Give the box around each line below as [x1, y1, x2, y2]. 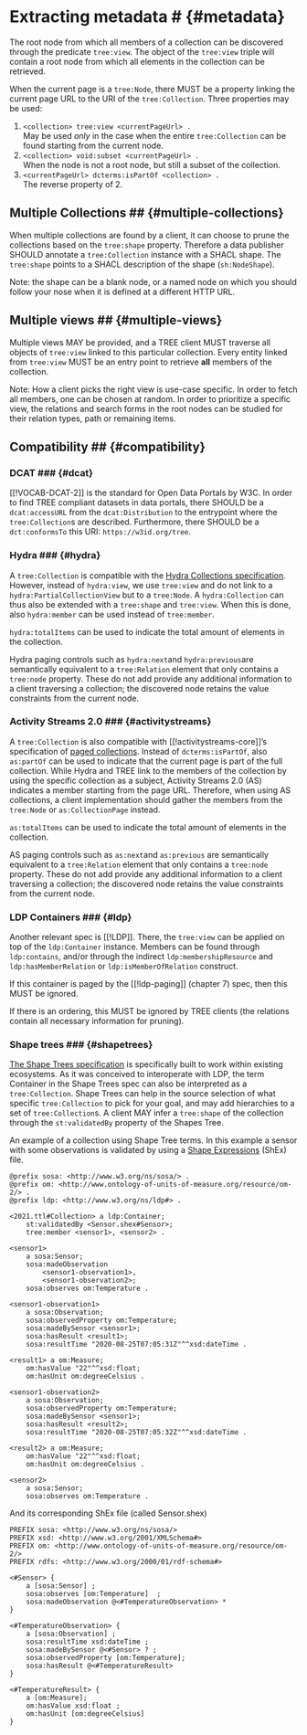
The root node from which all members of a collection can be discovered [9, 37, 283, 48]
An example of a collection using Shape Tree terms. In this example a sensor [9, 1135, 298, 1146]
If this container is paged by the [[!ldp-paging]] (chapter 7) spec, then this [9, 979, 288, 989]
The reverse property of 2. [22, 178, 123, 189]
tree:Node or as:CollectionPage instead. [9, 804, 161, 815]
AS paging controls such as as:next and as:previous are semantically [9, 849, 270, 860]
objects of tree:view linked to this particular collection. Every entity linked [9, 346, 288, 357]
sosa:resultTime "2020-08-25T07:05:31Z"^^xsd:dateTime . [26, 1340, 248, 1349]
